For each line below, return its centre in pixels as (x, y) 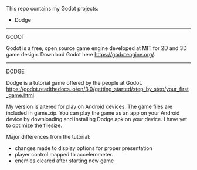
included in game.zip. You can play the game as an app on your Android (93, 113)
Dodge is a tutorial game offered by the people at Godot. (74, 83)
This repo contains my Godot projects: (52, 9)
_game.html (20, 95)
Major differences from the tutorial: (48, 137)
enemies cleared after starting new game (64, 161)
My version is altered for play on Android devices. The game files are (89, 106)
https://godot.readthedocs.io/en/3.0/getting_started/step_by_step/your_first (98, 89)
